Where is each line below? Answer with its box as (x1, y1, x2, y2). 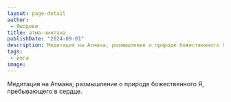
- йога (10, 55, 30, 62)
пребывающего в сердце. (7, 87, 82, 95)
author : (7, 16, 30, 23)
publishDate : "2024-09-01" (7, 36, 85, 42)
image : (7, 61, 26, 68)
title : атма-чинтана (7, 29, 67, 36)
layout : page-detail (7, 10, 67, 17)
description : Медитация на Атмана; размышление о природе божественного (7, 42, 220, 49)
